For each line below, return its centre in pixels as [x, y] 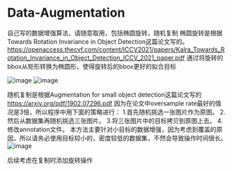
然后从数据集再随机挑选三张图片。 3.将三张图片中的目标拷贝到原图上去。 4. [115, 120]
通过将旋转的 [205, 58]
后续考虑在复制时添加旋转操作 [50, 160]
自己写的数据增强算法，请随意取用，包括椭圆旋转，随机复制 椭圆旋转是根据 [115, 33]
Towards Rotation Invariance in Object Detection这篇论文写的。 [98, 41]
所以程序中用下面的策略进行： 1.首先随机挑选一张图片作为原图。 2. [130, 112]
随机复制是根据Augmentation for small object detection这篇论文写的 [105, 95]
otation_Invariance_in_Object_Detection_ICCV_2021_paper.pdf [96, 58]
